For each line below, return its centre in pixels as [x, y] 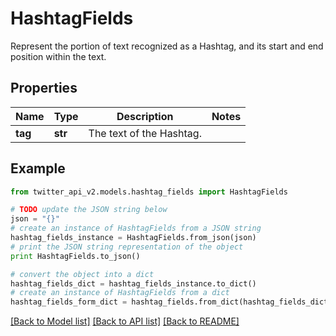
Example [38, 168]
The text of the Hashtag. [145, 133]
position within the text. [58, 56]
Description [145, 116]
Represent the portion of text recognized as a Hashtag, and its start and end [167, 46]
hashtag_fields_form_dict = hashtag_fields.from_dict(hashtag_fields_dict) [171, 302]
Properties [44, 88]
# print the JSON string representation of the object [127, 247]
